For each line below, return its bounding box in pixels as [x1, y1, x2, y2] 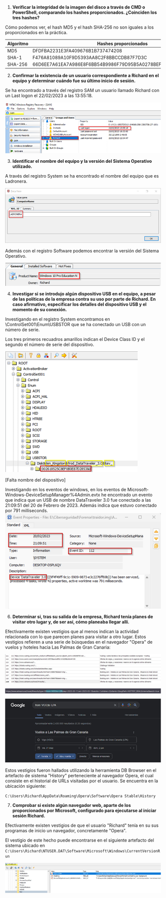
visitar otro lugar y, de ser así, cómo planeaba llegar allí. [12, 618, 129, 625]
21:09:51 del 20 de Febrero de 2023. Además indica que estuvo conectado [5, 502, 157, 508]
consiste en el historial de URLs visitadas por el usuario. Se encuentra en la [5, 778, 158, 784]
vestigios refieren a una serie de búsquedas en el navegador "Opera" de [5, 639, 153, 645]
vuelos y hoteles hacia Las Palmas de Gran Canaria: [5, 644, 111, 650]
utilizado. [12, 163, 33, 170]
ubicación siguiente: [5, 783, 46, 789]
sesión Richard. [12, 813, 45, 819]
